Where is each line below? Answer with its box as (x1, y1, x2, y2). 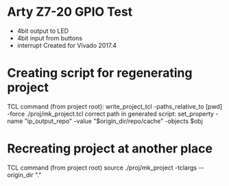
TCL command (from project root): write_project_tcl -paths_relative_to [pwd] (7, 102, 223, 110)
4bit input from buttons (16, 34, 83, 42)
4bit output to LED (16, 27, 69, 35)
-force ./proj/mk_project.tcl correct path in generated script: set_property (7, 109, 215, 118)
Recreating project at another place (7, 141, 213, 157)
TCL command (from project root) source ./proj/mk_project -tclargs (7, 163, 197, 172)
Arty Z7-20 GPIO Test (7, 4, 133, 20)
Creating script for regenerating (7, 66, 193, 81)
